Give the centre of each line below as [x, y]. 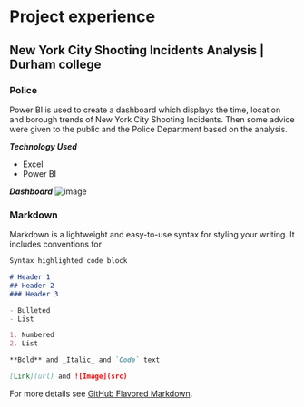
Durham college [55, 64]
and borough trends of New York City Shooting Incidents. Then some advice [152, 119]
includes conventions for [56, 244]
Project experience [83, 17]
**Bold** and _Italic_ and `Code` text [85, 360]
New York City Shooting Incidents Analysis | [137, 50]
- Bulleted [30, 310]
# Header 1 [30, 277]
